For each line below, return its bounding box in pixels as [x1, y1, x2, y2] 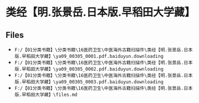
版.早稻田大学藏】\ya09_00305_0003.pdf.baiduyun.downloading [14, 79, 164, 85]
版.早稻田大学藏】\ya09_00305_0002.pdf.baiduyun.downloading [14, 66, 164, 72]
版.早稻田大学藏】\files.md [14, 92, 78, 98]
